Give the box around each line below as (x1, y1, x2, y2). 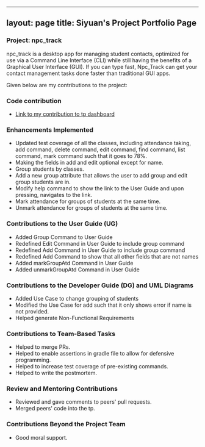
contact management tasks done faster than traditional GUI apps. (6, 70, 171, 77)
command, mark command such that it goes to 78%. (15, 152, 148, 160)
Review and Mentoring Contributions (6, 385, 118, 393)
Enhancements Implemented (6, 126, 93, 134)
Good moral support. (15, 434, 68, 441)
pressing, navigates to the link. (15, 191, 93, 199)
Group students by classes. (15, 165, 84, 173)
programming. (15, 356, 51, 363)
